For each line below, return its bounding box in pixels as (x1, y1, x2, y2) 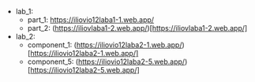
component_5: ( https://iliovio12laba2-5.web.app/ (27, 57, 186, 66)
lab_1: (15, 7, 34, 16)
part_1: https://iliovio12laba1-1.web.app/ (27, 15, 155, 24)
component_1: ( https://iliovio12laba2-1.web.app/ (27, 40, 182, 50)
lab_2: (15, 32, 36, 41)
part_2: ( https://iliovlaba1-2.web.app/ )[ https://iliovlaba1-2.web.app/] (27, 24, 248, 32)
